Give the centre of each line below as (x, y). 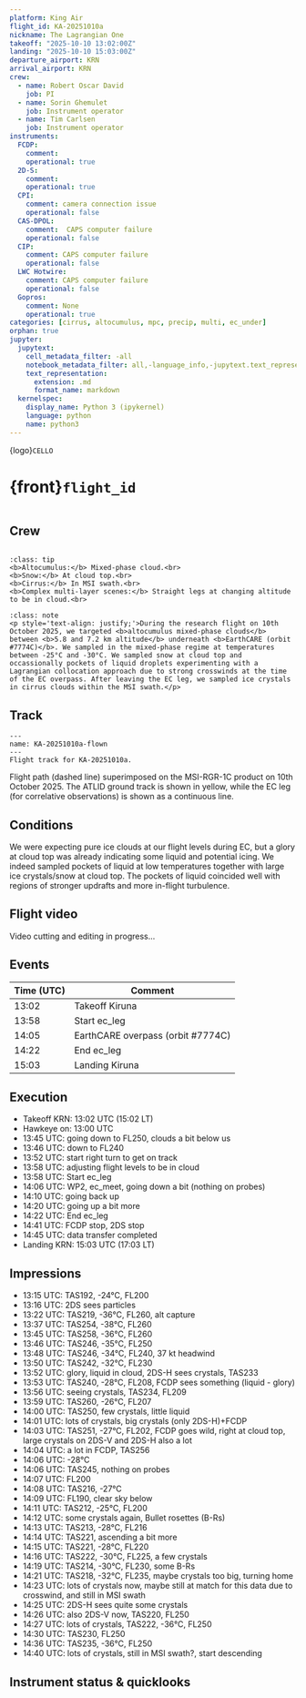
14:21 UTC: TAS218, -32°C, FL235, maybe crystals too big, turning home (158, 1576)
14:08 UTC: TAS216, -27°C (72, 1489)
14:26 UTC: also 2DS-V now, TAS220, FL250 (106, 1615)
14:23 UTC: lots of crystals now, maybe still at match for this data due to (158, 1586)
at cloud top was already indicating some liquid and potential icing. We (142, 856)
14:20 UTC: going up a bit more (82, 1206)
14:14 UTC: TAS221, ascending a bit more (100, 1537)
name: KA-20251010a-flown (58, 744)
